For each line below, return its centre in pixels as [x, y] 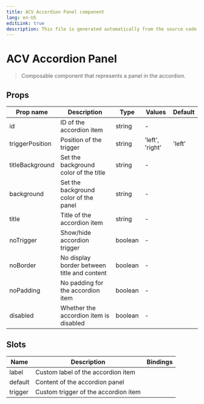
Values [156, 112]
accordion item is [85, 315]
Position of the [81, 140]
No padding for [82, 283]
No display [76, 258]
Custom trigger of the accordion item [88, 392]
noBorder [23, 265]
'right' [153, 148]
